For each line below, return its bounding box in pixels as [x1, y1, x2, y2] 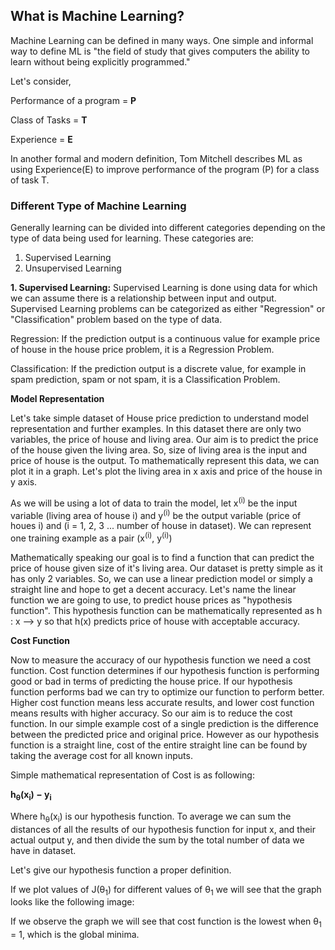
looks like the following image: [10, 896, 135, 908]
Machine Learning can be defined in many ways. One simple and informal [10, 34, 314, 46]
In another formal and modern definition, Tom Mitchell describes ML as [10, 152, 303, 164]
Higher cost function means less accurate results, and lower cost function [10, 697, 315, 709]
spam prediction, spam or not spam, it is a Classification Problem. [10, 374, 281, 386]
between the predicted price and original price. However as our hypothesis [10, 729, 320, 741]
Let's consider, [10, 75, 72, 87]
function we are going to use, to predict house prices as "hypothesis [10, 594, 293, 606]
